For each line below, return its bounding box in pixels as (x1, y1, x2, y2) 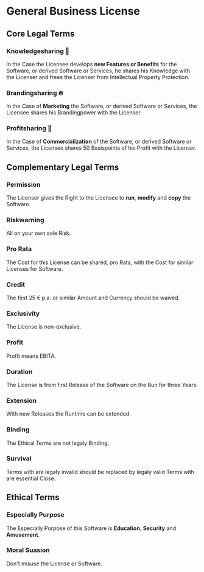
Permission (6, 180, 41, 189)
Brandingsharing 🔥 (6, 88, 63, 97)
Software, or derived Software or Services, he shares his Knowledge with (6, 67, 191, 74)
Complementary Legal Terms (6, 162, 119, 172)
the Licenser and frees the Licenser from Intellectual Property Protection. (6, 73, 190, 80)
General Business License (6, 4, 140, 18)
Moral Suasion (6, 546, 50, 554)
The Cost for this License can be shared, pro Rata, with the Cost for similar (6, 259, 194, 266)
